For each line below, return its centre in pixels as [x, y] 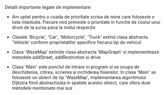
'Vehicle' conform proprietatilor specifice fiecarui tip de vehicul [76, 42]
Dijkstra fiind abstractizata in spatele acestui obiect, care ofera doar [81, 83]
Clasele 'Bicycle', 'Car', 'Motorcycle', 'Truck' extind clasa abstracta [80, 37]
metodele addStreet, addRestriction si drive [56, 57]
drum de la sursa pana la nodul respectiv [53, 27]
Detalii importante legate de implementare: [48, 7]
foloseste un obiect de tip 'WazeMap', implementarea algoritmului [79, 77]
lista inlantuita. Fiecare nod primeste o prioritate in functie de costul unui [86, 22]
